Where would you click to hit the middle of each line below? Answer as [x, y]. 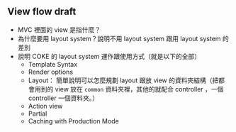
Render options [50, 72]
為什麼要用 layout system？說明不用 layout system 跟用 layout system [119, 38]
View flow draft [42, 12]
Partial [38, 114]
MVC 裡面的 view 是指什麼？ [59, 29]
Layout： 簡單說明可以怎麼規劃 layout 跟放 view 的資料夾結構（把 [123, 80]
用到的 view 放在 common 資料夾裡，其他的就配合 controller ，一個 [129, 89]
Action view [45, 106]
